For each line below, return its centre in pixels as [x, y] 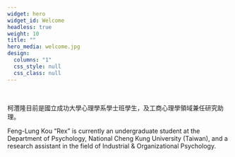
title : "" [22, 40]
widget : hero [26, 14]
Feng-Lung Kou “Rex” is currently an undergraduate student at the [104, 131]
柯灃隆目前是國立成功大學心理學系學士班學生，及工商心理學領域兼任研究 [112, 107]
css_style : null [37, 66]
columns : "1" [33, 60]
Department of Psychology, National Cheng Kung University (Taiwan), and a [117, 138]
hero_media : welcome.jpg [44, 47]
